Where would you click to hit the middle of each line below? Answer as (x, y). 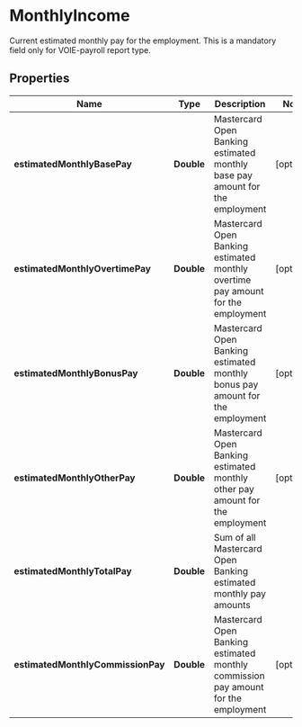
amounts (232, 605)
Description (240, 103)
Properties (40, 79)
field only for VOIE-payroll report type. (80, 49)
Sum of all (235, 537)
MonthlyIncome (70, 16)
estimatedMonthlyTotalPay (73, 570)
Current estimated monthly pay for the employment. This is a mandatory (143, 40)
